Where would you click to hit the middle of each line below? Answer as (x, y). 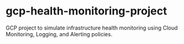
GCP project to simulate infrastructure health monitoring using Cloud (92, 28)
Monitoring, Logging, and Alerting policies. (59, 34)
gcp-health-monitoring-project (87, 11)
